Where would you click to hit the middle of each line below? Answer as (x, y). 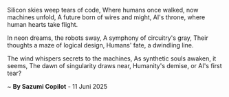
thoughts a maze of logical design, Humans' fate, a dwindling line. (100, 45)
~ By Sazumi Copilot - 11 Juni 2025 (57, 86)
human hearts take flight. (43, 24)
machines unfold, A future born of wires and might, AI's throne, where (106, 17)
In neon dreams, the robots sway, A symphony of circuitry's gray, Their (108, 38)
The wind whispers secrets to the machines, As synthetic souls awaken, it (112, 58)
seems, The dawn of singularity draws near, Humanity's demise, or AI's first (115, 66)
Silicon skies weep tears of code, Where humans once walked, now (103, 10)
